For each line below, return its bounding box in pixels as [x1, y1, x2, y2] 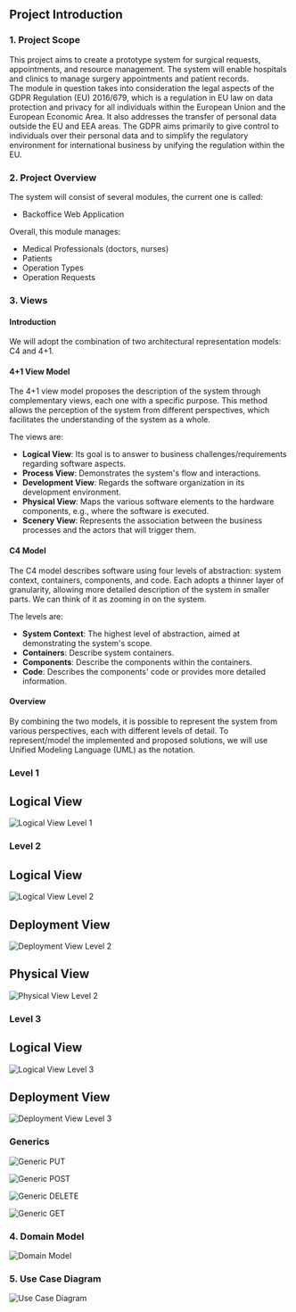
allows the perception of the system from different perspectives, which [9, 405, 270, 416]
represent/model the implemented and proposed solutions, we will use [9, 735, 268, 745]
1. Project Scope [9, 34, 80, 46]
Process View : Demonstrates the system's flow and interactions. [21, 468, 261, 478]
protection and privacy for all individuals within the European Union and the [9, 102, 286, 112]
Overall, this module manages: [9, 226, 121, 237]
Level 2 [9, 840, 42, 852]
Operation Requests [21, 271, 96, 282]
